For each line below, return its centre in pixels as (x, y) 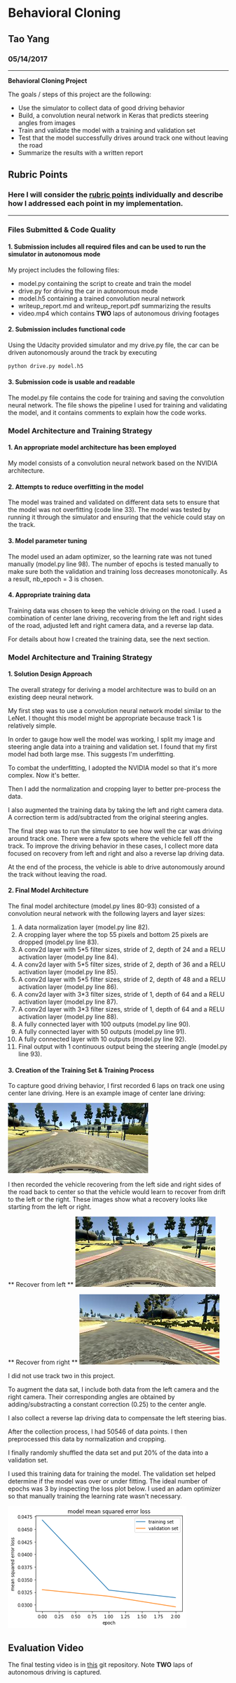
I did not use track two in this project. (62, 1376)
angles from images (47, 123)
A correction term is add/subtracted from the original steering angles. (108, 817)
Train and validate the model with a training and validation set (106, 130)
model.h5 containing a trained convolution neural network (101, 298)
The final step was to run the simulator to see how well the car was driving (115, 831)
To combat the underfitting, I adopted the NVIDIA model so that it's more (113, 768)
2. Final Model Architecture (48, 891)
